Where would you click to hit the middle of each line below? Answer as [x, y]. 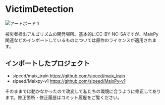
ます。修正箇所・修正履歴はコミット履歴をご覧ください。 [64, 97]
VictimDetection [39, 9]
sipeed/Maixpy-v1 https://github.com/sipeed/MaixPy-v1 [69, 81]
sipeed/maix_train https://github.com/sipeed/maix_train [69, 76]
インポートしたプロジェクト [48, 64]
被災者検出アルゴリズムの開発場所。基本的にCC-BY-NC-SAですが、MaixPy [82, 34]
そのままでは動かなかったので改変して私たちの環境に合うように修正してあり [83, 91]
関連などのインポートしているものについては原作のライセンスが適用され [79, 40]
